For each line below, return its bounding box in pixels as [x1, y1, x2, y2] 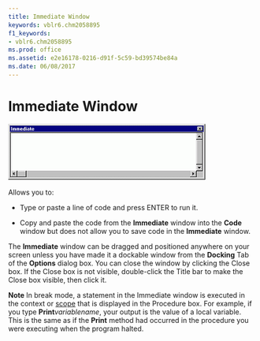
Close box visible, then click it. [8, 275, 107, 284]
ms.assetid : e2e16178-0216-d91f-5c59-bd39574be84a [8, 54, 178, 62]
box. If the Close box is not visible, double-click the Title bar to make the [8, 266, 243, 276]
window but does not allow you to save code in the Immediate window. [19, 226, 251, 235]
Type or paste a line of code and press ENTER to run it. [19, 202, 199, 212]
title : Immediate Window [8, 13, 90, 20]
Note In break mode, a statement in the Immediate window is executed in [8, 290, 246, 299]
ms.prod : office [8, 46, 61, 54]
